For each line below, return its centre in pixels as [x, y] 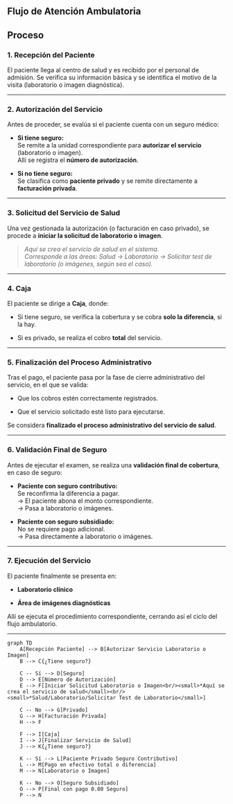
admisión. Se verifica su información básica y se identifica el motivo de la [112, 78]
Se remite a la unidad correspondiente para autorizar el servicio [109, 145]
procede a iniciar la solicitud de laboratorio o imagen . [85, 235]
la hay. [27, 324]
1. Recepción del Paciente [51, 55]
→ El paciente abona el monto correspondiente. [85, 501]
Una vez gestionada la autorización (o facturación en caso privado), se [108, 228]
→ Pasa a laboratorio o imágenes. [65, 508]
